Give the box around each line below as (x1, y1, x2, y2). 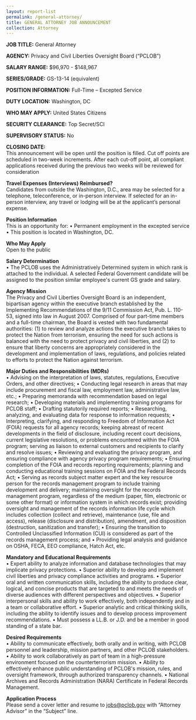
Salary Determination (6, 258, 60, 265)
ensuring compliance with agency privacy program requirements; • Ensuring (6, 455, 191, 462)
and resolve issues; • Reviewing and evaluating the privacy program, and (6, 449, 183, 456)
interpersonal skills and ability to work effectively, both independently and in (6, 597, 190, 605)
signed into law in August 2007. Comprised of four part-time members (15, 312, 184, 320)
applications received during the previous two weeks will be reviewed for (6, 162, 183, 169)
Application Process (6, 695, 57, 702)
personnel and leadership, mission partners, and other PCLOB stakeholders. (6, 647, 190, 654)
